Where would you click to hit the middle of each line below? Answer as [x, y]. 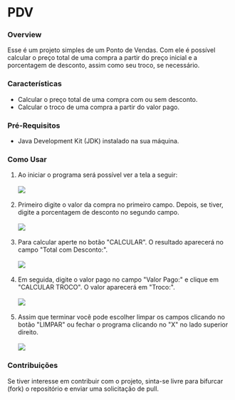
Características [35, 84]
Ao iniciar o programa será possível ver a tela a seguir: [98, 175]
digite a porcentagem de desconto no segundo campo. [98, 212]
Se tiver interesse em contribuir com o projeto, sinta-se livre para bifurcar [115, 381]
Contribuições [33, 366]
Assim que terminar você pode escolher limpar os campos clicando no [121, 317]
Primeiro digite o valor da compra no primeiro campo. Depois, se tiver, [120, 205]
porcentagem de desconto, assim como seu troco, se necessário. [104, 66]
